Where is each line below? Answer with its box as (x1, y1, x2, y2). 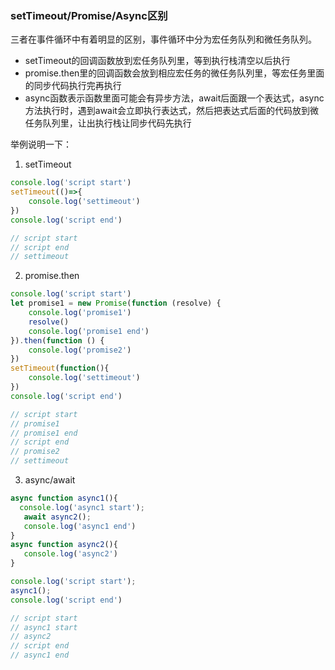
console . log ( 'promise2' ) (28, 345, 132, 355)
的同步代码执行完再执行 (24, 80, 122, 92)
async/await (24, 474, 76, 486)
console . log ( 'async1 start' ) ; (19, 502, 145, 512)
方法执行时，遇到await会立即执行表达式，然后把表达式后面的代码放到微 (24, 105, 319, 117)
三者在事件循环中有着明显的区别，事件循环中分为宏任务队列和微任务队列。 (10, 33, 317, 46)
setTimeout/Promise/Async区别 (10, 8, 168, 22)
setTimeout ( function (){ (10, 363, 110, 374)
